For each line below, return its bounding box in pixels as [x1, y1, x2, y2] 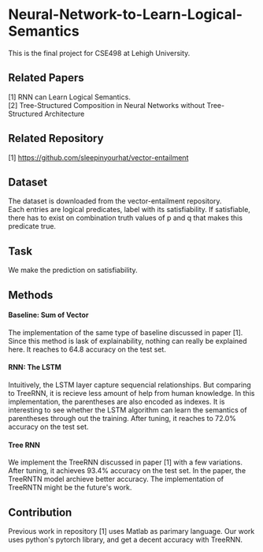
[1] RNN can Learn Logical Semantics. [8, 92, 131, 102]
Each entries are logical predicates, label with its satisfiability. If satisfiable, [8, 205, 250, 214]
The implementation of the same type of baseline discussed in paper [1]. [8, 327, 243, 337]
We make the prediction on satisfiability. [8, 266, 138, 275]
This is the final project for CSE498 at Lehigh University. [8, 48, 191, 58]
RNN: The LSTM [8, 363, 61, 372]
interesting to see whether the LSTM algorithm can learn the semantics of [8, 405, 247, 415]
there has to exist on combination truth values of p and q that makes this [8, 213, 243, 222]
